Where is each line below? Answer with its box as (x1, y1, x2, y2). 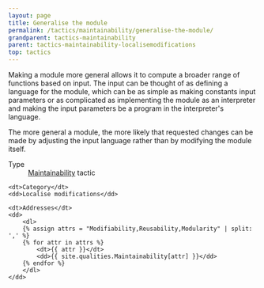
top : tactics (8, 48, 51, 56)
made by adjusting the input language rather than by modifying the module (8, 136, 252, 145)
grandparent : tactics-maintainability (8, 33, 136, 42)
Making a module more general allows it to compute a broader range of (8, 70, 240, 79)
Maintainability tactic (28, 168, 96, 177)
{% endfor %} (22, 260, 66, 267)
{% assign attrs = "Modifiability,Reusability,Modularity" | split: (22, 225, 253, 233)
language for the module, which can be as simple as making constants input (8, 87, 256, 96)
